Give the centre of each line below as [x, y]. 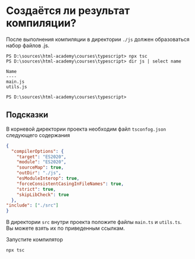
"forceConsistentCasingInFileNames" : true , [70, 184]
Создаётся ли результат [68, 11]
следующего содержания [38, 135]
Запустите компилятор [34, 240]
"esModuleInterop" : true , [48, 178]
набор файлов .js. [28, 45]
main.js [15, 82]
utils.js [17, 87]
